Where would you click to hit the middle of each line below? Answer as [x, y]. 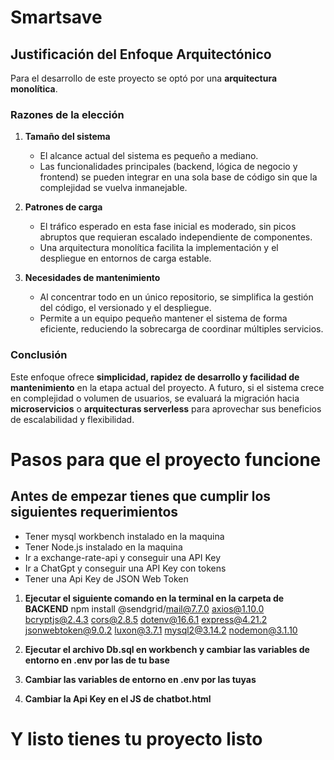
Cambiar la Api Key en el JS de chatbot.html [118, 698]
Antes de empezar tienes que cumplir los [141, 496]
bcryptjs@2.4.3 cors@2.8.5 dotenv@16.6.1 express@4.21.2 [146, 619]
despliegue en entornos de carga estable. [125, 258]
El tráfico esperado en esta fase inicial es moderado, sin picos [168, 227]
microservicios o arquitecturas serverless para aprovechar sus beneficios [166, 408]
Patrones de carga [63, 207]
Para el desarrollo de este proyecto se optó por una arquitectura [144, 78]
